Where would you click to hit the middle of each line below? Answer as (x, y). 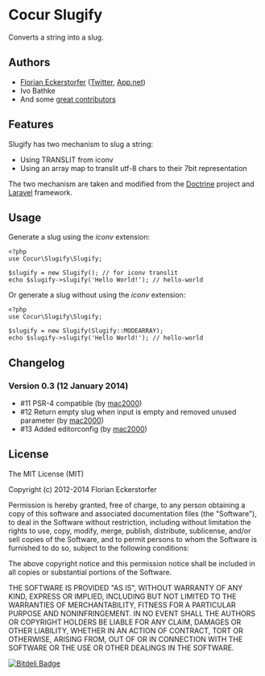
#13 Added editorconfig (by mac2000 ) (83, 429)
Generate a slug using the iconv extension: (79, 237)
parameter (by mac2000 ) (62, 420)
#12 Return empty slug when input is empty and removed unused (128, 412)
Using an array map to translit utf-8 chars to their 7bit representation (133, 168)
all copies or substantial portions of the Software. (90, 572)
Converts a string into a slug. (56, 37)
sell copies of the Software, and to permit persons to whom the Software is (133, 539)
